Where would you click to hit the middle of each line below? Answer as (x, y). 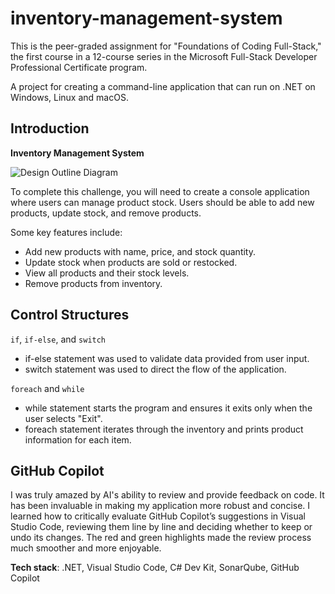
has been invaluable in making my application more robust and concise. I (160, 506)
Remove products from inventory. (93, 283)
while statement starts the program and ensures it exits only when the (168, 408)
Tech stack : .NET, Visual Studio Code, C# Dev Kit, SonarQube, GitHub (155, 568)
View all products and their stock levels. (107, 273)
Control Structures (70, 315)
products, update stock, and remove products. (106, 213)
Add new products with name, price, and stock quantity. (140, 251)
